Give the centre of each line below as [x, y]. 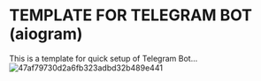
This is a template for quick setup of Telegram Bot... [104, 58]
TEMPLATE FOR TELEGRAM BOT [130, 15]
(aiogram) [46, 34]
